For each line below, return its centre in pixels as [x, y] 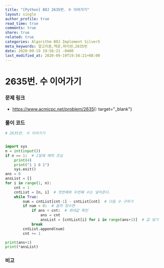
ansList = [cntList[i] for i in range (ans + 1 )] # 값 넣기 [99, 220]
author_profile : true [27, 19]
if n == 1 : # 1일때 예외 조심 [34, 156]
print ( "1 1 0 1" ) [32, 165]
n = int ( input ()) [23, 151]
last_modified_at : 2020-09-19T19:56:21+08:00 [52, 55]
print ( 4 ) [23, 160]
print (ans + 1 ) [18, 242]
